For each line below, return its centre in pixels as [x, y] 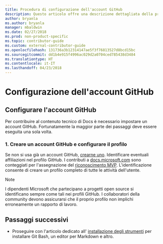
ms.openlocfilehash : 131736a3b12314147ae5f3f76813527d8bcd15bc [70, 50]
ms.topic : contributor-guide [34, 41]
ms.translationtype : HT [29, 59]
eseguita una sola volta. [29, 132]
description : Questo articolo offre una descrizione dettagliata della [79, 14]
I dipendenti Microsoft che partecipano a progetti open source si [70, 189]
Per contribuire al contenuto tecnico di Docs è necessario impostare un [76, 121]
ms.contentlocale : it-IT [30, 63]
